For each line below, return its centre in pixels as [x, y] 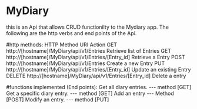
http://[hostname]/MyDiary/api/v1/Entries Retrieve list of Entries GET [89, 50]
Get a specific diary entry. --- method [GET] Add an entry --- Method [90, 93]
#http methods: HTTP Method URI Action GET [62, 45]
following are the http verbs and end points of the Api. [71, 33]
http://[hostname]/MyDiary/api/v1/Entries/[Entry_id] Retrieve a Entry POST [96, 57]
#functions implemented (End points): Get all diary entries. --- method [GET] [99, 87]
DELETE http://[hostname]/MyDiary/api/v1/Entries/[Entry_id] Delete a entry [96, 76]
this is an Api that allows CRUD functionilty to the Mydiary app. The [88, 27]
